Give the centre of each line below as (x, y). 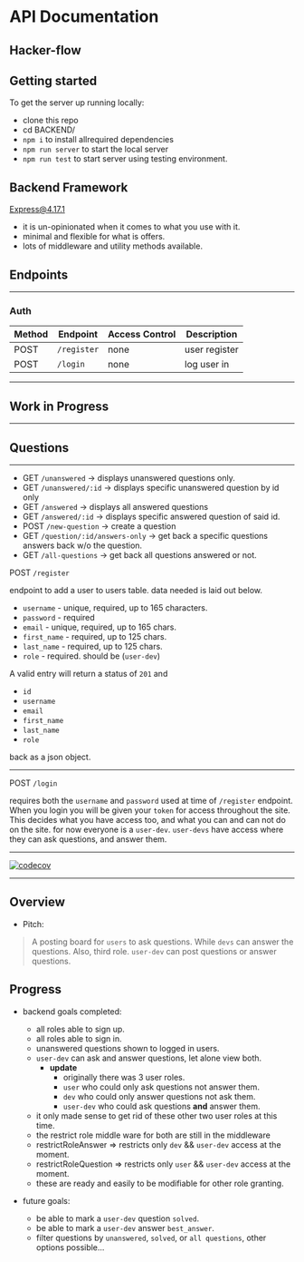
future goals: (46, 1200)
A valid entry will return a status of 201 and (89, 673)
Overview (38, 902)
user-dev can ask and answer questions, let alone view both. (149, 1058)
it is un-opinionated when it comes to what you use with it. (131, 227)
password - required (58, 617)
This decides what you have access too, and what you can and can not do (148, 819)
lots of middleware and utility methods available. (113, 246)
